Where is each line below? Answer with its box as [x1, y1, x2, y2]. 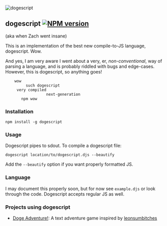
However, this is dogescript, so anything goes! [5, 68, 103, 74]
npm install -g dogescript [5, 120, 62, 125]
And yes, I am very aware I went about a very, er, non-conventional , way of [5, 58, 162, 64]
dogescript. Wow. [5, 48, 42, 54]
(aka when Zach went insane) [5, 33, 67, 39]
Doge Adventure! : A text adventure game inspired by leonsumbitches [12, 215, 157, 221]
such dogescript [25, 83, 60, 88]
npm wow [21, 96, 38, 101]
